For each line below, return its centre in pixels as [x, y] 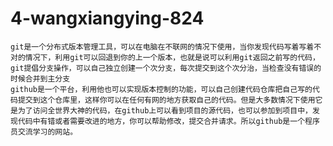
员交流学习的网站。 [44, 132]
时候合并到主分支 [40, 78]
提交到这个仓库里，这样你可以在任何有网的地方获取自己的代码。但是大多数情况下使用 [166, 100]
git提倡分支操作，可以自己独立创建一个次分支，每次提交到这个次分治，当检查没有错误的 [166, 68]
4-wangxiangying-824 [107, 18]
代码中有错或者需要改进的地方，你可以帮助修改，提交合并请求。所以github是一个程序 [168, 121]
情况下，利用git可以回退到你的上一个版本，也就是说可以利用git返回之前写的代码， [172, 57]
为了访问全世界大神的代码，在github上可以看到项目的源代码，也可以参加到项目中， [165, 110]
